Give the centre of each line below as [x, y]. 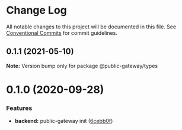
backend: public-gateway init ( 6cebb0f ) [64, 121]
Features [19, 108]
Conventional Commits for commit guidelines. [62, 32]
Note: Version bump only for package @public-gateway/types [82, 66]
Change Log [36, 10]
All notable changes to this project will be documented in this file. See [91, 27]
